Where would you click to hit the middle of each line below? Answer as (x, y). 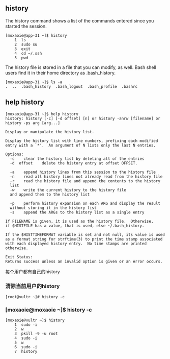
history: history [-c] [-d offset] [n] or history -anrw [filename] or (83, 118)
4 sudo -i (26, 338)
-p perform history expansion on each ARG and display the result (85, 203)
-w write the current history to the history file (68, 190)
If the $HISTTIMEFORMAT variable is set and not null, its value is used (85, 234)
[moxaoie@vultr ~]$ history (35, 320)
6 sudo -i (26, 347)
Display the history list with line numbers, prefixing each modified (82, 141)
